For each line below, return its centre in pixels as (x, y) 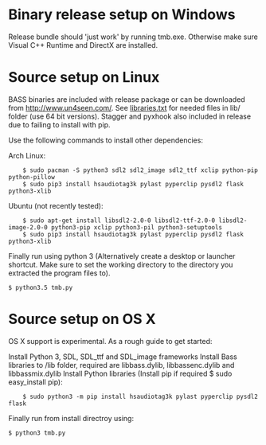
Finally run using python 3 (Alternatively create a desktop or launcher (122, 256)
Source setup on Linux (84, 78)
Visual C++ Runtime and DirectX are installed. (83, 45)
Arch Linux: (27, 155)
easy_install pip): (35, 382)
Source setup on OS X (82, 319)
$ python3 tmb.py (37, 433)
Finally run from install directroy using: (71, 418)
